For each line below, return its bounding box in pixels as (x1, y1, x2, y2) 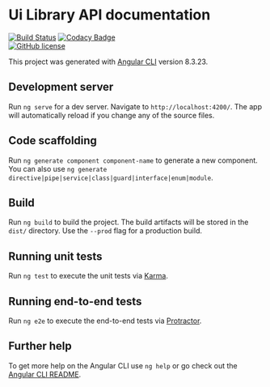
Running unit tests (8, 249, 103, 263)
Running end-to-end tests (8, 294, 142, 308)
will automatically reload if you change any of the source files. (8, 110, 215, 120)
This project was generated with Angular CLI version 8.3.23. (8, 57, 209, 66)
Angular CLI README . (8, 369, 82, 379)
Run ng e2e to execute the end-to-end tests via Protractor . (8, 316, 202, 325)
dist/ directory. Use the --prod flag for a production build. (8, 226, 202, 236)
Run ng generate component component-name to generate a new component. (8, 155, 259, 165)
